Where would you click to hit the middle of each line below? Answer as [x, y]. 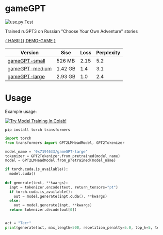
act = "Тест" [18, 223]
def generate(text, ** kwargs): [37, 183]
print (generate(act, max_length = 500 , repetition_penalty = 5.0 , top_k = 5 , [79, 227]
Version [29, 52]
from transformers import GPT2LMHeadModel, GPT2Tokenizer [65, 143]
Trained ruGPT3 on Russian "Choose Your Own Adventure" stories [72, 31]
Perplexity [108, 52]
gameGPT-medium [30, 68]
